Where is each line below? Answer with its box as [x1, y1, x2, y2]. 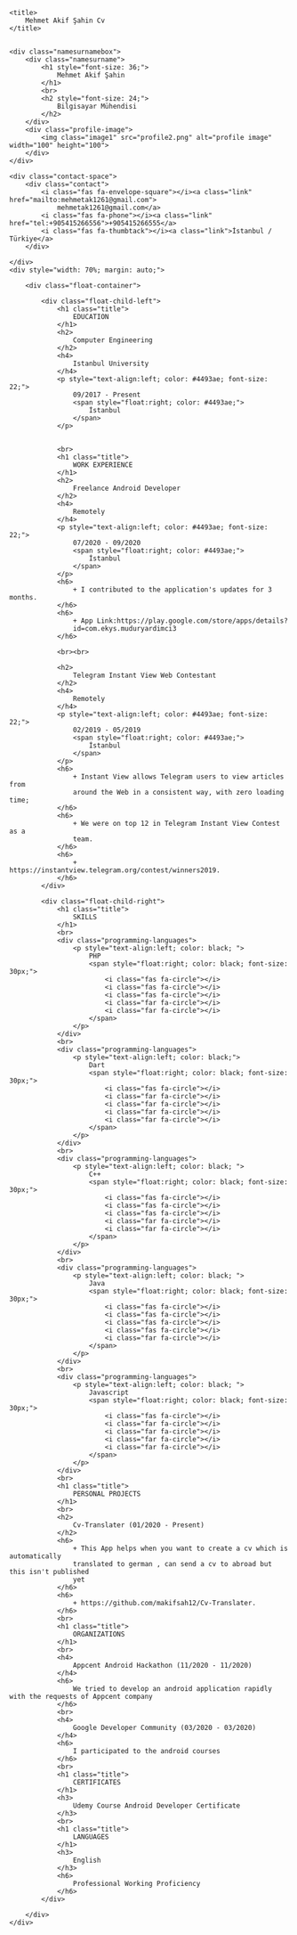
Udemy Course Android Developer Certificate [72, 1801, 241, 1810]
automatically [9, 1552, 62, 1561]
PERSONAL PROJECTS [72, 1490, 141, 1498]
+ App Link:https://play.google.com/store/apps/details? [72, 616, 289, 625]
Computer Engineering [72, 336, 153, 345]
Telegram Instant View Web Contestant [72, 671, 217, 680]
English [72, 1856, 101, 1865]
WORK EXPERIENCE [72, 461, 133, 469]
